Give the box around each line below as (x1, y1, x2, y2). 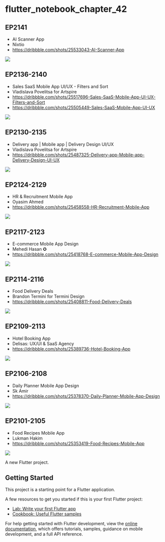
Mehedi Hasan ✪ (12, 246, 47, 252)
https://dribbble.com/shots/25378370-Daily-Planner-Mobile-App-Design (12, 393, 160, 399)
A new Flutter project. (5, 459, 49, 465)
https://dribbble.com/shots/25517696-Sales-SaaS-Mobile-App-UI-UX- (12, 94, 156, 100)
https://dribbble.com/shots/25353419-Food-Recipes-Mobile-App (12, 440, 145, 446)
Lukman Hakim (12, 435, 43, 441)
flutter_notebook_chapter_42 (5, 3, 127, 15)
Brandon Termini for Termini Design (12, 293, 85, 300)
